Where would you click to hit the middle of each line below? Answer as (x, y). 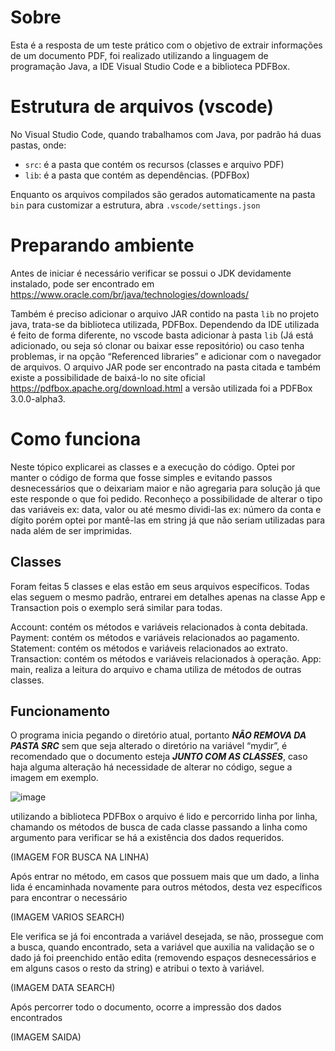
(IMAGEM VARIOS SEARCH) (67, 917)
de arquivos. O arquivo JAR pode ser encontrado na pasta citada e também (165, 367)
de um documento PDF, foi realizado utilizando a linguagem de (139, 55)
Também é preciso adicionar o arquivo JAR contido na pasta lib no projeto (165, 313)
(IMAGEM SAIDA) (46, 1037)
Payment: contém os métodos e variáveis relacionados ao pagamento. (155, 637)
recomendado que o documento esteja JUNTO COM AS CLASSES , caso (159, 757)
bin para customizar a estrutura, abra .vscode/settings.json (135, 205)
